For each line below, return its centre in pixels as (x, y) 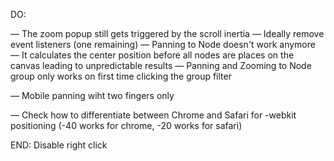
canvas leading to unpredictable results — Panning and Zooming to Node (161, 65)
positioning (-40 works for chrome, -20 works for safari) (126, 125)
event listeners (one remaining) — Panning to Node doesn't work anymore (163, 44)
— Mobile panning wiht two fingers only (92, 95)
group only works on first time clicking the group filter (121, 76)
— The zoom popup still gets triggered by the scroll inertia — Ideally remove (167, 33)
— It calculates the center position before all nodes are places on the (152, 55)
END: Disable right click (59, 145)
